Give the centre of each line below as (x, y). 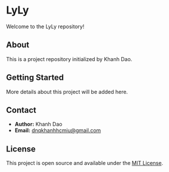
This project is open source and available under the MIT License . (85, 163)
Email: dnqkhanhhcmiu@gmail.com (58, 130)
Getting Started (35, 78)
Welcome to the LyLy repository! (45, 26)
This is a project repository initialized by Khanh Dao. (69, 59)
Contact (21, 110)
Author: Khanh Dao (39, 124)
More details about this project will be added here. (67, 92)
